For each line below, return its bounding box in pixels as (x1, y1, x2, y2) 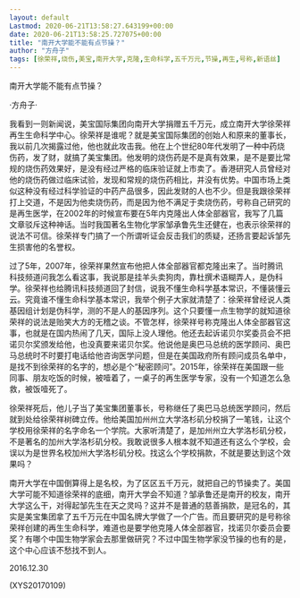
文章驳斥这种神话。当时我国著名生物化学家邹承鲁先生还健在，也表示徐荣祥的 (9, 219, 291, 229)
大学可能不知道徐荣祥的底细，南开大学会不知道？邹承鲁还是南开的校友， (9, 489, 275, 500)
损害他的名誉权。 (16, 242, 80, 252)
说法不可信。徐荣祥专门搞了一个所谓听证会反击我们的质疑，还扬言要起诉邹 (9, 230, 283, 241)
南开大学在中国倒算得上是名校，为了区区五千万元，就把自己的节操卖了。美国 (9, 478, 291, 488)
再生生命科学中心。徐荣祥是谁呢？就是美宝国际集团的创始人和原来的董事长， (9, 130, 291, 140)
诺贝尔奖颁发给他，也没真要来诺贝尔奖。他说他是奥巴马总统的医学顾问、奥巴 (9, 339, 291, 349)
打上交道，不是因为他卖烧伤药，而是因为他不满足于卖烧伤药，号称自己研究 (9, 197, 283, 207)
